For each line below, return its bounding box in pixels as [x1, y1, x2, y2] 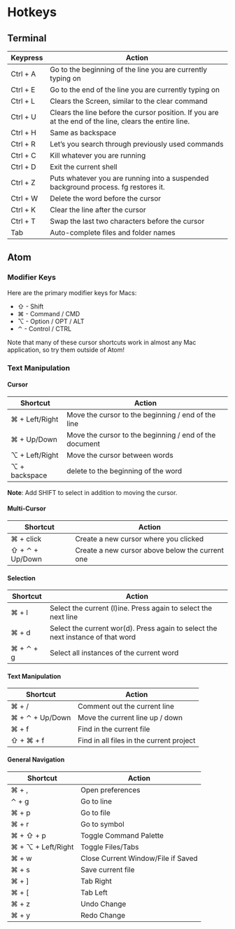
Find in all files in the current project [78, 735, 196, 745]
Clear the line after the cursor [50, 205, 147, 215]
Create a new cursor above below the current [75, 545, 224, 555]
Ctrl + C [10, 151, 36, 160]
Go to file [80, 808, 111, 818]
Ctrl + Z [10, 178, 36, 187]
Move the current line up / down [78, 713, 183, 723]
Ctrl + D [10, 162, 36, 172]
